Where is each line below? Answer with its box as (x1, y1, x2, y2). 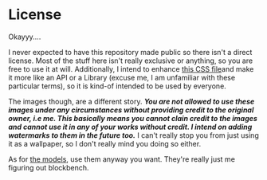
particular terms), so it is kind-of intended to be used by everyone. (8, 81, 227, 91)
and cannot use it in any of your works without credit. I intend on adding (8, 122, 253, 131)
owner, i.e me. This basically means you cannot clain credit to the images (8, 113, 257, 123)
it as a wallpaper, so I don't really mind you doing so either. (8, 139, 202, 148)
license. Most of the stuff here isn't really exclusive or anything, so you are (8, 56, 253, 65)
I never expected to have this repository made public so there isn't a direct (8, 47, 253, 57)
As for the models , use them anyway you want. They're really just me (8, 154, 235, 164)
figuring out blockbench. (8, 162, 89, 172)
